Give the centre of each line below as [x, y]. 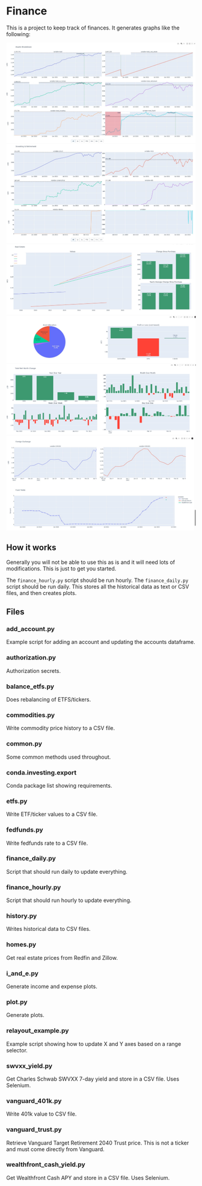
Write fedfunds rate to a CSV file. [47, 843]
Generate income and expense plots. [52, 987]
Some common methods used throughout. [59, 757]
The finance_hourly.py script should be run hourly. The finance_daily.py [97, 580]
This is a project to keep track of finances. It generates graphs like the [93, 28]
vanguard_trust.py [34, 1129]
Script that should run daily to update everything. [67, 871]
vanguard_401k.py [34, 1101]
